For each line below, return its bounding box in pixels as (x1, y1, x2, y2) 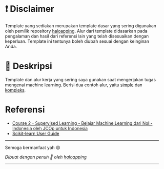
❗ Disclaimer (5, 3, 55, 15)
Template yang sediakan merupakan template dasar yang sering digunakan (5, 22, 157, 29)
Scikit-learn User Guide (12, 131, 60, 136)
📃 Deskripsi (5, 61, 52, 72)
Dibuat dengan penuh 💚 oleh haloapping (5, 154, 87, 160)
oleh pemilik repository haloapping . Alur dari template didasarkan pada (5, 28, 148, 34)
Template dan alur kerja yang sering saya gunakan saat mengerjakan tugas (5, 76, 156, 82)
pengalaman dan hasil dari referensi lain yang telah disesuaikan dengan (5, 33, 149, 39)
